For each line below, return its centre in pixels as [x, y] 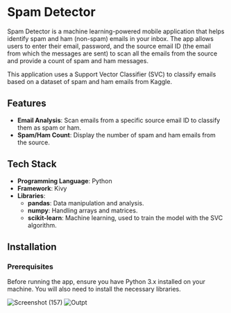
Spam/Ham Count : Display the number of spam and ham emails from [117, 135]
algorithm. [42, 225]
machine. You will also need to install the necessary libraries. [94, 289]
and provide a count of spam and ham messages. [78, 60]
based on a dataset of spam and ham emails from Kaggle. [89, 81]
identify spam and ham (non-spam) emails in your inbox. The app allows [110, 38]
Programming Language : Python [65, 180]
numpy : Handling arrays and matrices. [83, 210]
